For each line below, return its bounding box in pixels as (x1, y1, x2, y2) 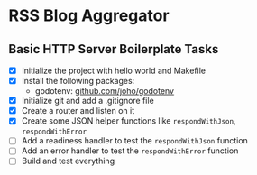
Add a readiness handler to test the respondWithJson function (21, 135, 249, 146)
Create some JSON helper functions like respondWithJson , (21, 115, 236, 126)
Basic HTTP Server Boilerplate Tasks (8, 41, 219, 57)
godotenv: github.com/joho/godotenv (34, 86, 175, 97)
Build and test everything (21, 155, 115, 167)
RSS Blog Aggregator (8, 5, 170, 26)
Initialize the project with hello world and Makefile (21, 65, 207, 76)
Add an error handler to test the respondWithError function (21, 145, 239, 156)
